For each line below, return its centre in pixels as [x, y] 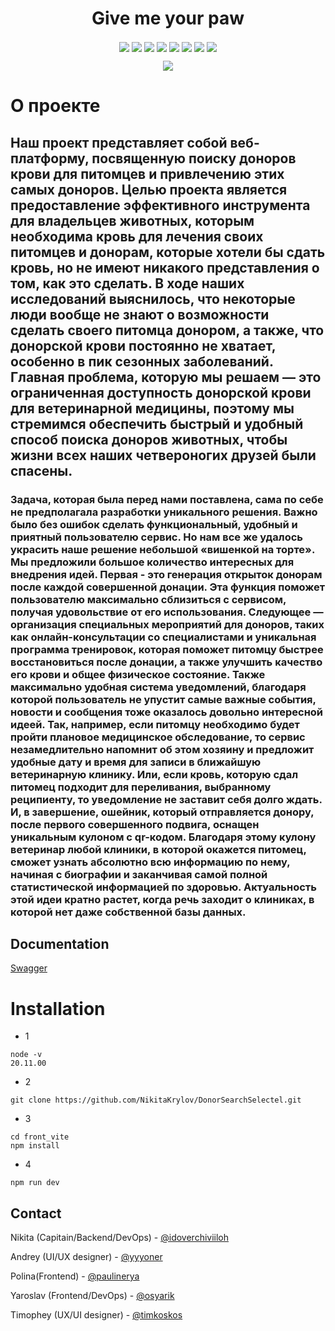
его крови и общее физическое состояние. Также [138, 674]
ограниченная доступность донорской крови [161, 392]
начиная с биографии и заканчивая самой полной [139, 874]
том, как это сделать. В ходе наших [127, 283]
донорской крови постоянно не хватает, [143, 345]
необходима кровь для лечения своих [137, 236]
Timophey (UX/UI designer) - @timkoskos [96, 1315]
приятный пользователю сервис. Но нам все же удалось [156, 537]
